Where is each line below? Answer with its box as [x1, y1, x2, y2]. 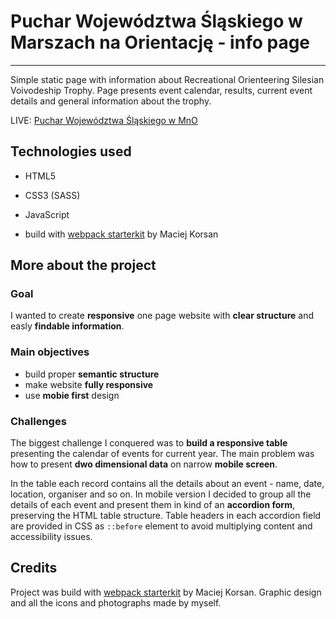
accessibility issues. [10, 531, 93, 543]
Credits [10, 560, 58, 577]
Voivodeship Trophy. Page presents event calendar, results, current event [10, 84, 313, 96]
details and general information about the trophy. [10, 95, 212, 107]
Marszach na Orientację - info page [10, 31, 311, 54]
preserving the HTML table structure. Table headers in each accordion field [10, 510, 322, 522]
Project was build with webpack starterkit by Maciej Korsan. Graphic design [10, 586, 322, 598]
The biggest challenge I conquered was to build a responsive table [10, 437, 288, 449]
